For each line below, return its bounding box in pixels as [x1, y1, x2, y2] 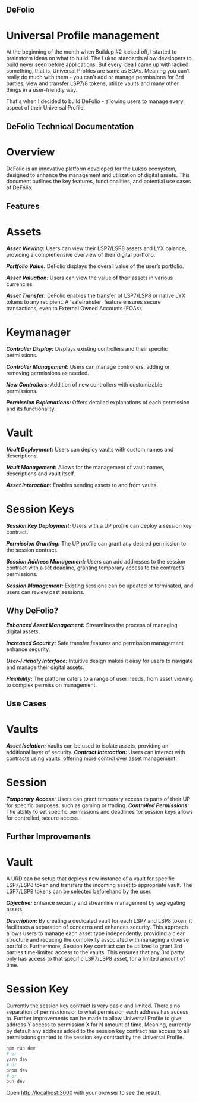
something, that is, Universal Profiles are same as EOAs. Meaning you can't [6, 67, 190, 74]
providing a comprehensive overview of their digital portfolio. [6, 251, 156, 258]
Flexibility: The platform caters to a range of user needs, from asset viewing [6, 675, 193, 682]
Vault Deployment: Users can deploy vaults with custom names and [6, 446, 174, 453]
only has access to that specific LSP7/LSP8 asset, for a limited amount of [6, 955, 185, 963]
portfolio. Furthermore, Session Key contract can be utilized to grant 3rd [6, 942, 182, 950]
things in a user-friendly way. [6, 86, 78, 94]
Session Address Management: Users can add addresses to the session [6, 558, 186, 565]
